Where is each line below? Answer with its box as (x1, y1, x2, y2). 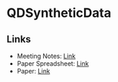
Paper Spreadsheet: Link (16, 59, 89, 68)
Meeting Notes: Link (16, 52, 76, 60)
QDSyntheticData (6, 5, 112, 21)
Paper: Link (16, 67, 50, 75)
